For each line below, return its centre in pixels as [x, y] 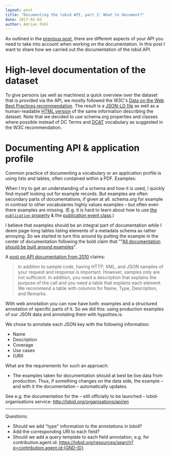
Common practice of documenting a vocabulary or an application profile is [83, 173]
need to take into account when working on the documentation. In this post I [85, 44]
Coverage [23, 345]
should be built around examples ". [41, 247]
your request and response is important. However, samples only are [89, 272]
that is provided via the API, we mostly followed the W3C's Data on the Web [85, 100]
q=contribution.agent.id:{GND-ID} [48, 448]
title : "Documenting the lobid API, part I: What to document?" [75, 15]
